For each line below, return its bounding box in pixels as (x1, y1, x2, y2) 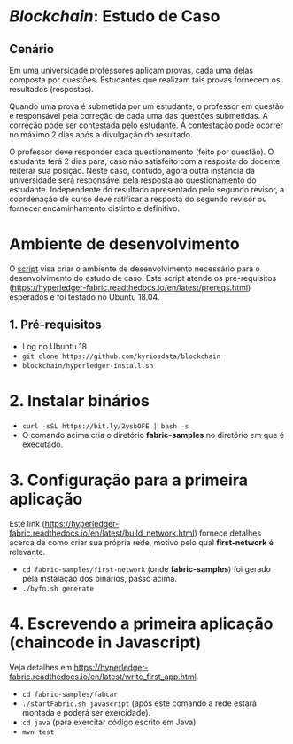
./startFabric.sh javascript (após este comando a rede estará (21, 698, 257, 709)
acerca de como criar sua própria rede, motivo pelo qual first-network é (9, 536, 274, 547)
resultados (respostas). (9, 84, 95, 94)
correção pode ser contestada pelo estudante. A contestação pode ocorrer (9, 120, 283, 130)
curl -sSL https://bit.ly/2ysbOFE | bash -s (21, 421, 189, 431)
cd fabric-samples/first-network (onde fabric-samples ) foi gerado (21, 563, 272, 574)
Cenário (9, 42, 55, 57)
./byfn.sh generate (21, 583, 95, 593)
